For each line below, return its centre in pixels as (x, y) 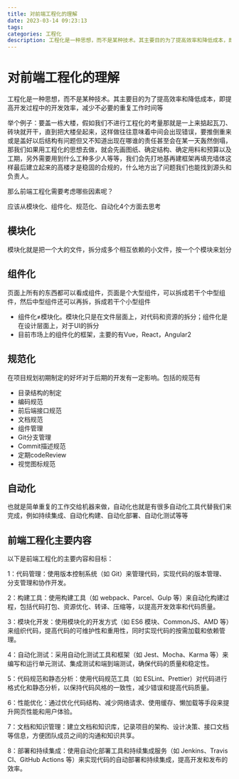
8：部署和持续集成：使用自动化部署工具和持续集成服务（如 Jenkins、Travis (118, 751)
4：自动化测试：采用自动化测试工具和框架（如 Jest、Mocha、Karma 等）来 (118, 655)
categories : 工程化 (34, 34)
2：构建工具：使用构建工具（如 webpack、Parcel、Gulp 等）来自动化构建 (115, 598)
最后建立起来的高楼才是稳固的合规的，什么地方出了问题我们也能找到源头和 (122, 167)
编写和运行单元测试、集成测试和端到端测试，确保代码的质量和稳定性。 (110, 664)
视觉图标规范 (36, 464)
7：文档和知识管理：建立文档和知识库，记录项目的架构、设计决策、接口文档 (118, 727)
